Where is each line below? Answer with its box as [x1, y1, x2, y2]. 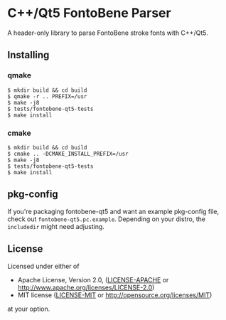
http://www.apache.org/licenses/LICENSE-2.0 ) [17, 283, 155, 292]
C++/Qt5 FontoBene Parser [7, 5, 172, 21]
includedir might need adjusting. [7, 222, 105, 230]
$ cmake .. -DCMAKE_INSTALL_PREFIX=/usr [7, 150, 129, 157]
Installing [7, 49, 50, 61]
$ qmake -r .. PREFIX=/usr [7, 92, 87, 100]
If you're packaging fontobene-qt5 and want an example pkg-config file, [7, 207, 220, 215]
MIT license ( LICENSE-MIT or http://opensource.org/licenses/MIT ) [17, 290, 212, 299]
